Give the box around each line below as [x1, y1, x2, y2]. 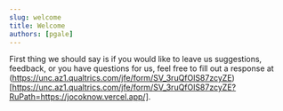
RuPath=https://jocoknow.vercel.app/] [9, 91, 150, 102]
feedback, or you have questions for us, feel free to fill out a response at [9, 63, 274, 74]
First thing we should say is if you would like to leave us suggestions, [9, 54, 263, 65]
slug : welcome [9, 12, 62, 22]
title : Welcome [9, 21, 66, 30]
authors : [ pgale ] [9, 29, 74, 38]
